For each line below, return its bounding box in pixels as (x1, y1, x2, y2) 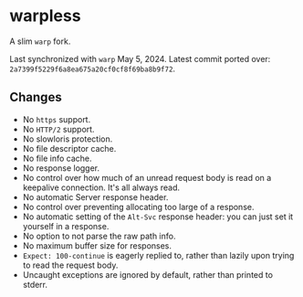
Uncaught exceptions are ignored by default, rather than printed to (22, 269, 274, 280)
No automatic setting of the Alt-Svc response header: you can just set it (22, 211, 294, 222)
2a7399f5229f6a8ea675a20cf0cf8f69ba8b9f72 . (9, 63, 176, 74)
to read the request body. (22, 260, 119, 270)
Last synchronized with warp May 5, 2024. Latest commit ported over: (9, 53, 271, 64)
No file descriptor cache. (22, 143, 117, 154)
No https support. (22, 113, 91, 124)
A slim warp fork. (9, 36, 71, 47)
